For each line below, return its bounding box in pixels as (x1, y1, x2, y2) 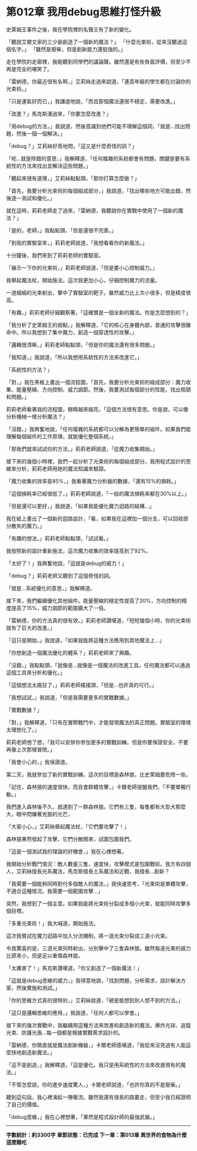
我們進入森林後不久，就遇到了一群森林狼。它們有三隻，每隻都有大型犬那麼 (6, 803, 186, 810)
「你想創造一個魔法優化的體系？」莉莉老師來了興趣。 (6, 649, 135, 656)
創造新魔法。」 (21, 1048, 55, 1056)
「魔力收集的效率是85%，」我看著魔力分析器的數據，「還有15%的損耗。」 (6, 478, 179, 485)
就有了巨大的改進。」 (6, 624, 55, 631)
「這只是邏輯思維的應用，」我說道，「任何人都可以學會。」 (6, 1009, 142, 1016)
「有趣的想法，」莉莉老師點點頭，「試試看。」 (6, 534, 111, 541)
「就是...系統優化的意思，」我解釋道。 (6, 584, 96, 591)
